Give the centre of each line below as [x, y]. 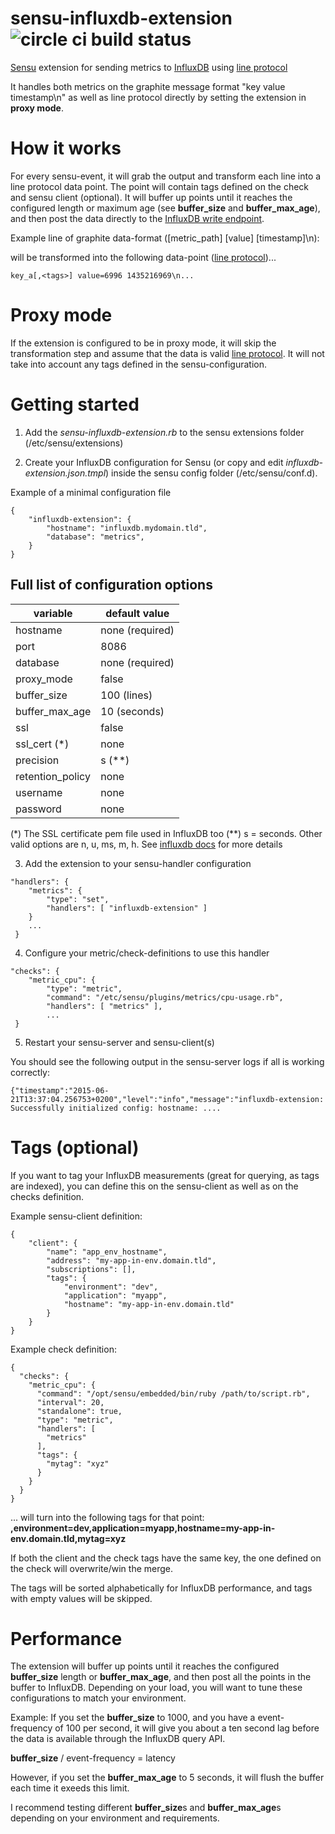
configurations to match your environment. [98, 1698]
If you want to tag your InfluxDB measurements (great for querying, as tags [165, 1175]
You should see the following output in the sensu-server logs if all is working [167, 1061]
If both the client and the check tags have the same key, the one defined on [166, 1558]
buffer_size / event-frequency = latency [93, 1758]
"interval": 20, [70, 1402]
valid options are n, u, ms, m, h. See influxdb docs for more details [146, 844]
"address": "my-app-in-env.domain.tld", [131, 1260]
